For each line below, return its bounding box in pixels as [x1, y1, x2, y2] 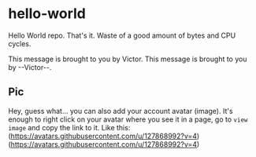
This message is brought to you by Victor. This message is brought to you [8, 54, 247, 64]
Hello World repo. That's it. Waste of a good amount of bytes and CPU [8, 31, 236, 40]
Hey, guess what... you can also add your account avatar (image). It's [8, 106, 234, 115]
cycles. [8, 38, 32, 48]
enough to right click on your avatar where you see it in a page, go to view [8, 115, 248, 124]
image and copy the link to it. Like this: [8, 122, 131, 132]
